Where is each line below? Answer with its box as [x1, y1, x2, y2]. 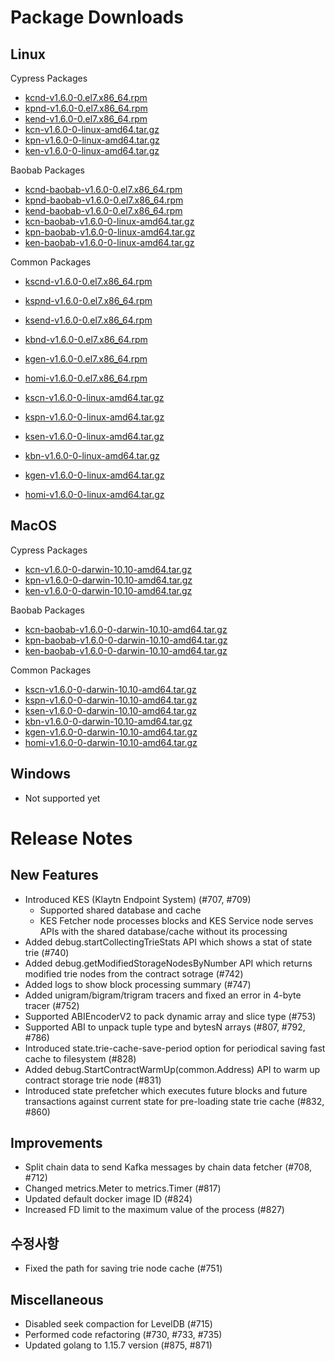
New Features [10, 867, 99, 884]
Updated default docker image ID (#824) [24, 1193, 193, 1205]
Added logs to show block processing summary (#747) [24, 978, 252, 990]
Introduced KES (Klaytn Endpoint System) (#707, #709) [24, 893, 252, 905]
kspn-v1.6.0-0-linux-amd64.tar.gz [24, 411, 165, 423]
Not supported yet [24, 792, 101, 804]
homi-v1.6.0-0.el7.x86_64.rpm [24, 372, 148, 384]
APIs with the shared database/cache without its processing [39, 925, 288, 937]
